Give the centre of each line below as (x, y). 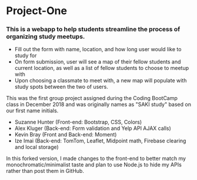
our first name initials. (32, 111)
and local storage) (36, 147)
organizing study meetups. (46, 36)
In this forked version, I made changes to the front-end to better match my (96, 159)
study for (26, 56)
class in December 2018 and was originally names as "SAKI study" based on (98, 105)
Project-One (37, 11)
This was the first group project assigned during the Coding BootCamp (92, 98)
